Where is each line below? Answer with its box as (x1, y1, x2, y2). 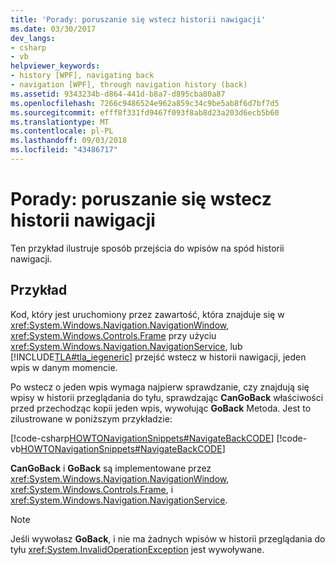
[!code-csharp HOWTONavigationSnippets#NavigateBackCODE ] (10, 432, 275, 444)
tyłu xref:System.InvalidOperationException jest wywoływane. (10, 543, 265, 555)
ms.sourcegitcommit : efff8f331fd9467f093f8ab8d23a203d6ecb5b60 (10, 107, 280, 118)
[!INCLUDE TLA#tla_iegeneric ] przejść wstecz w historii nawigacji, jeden (10, 351, 307, 363)
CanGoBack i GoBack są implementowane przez (10, 462, 212, 474)
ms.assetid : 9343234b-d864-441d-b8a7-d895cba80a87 (10, 89, 226, 99)
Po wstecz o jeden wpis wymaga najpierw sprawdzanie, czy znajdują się (10, 381, 310, 393)
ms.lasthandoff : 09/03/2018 (10, 136, 128, 146)
